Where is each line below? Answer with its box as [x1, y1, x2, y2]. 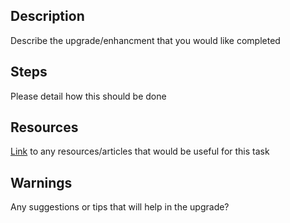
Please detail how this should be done [10, 90, 167, 102]
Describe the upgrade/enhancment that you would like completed [10, 34, 281, 46]
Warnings [10, 174, 73, 191]
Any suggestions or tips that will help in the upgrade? [10, 201, 230, 213]
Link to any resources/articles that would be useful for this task [10, 145, 270, 158]
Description [10, 8, 85, 25]
